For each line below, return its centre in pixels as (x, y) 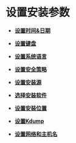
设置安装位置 (30, 108)
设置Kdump (29, 121)
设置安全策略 (30, 69)
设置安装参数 (38, 12)
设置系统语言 (30, 56)
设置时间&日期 (33, 30)
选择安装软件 (30, 95)
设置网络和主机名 (36, 134)
